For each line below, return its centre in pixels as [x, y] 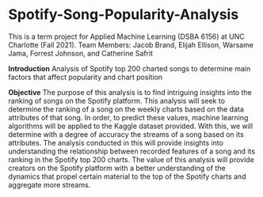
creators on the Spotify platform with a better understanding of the [117, 168]
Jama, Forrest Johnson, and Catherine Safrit [80, 53]
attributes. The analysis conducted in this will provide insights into [116, 142]
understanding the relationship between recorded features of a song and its [132, 151]
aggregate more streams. [50, 184]
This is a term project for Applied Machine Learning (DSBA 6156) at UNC [127, 36]
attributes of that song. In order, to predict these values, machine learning [128, 117]
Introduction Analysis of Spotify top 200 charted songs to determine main [130, 68]
